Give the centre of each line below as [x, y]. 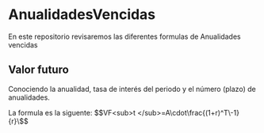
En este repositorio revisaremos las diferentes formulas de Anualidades [124, 36]
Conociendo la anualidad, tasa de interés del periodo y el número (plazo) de [132, 89]
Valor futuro [38, 70]
